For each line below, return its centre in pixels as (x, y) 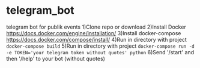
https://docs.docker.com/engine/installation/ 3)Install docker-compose (94, 33)
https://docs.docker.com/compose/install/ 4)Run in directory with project (97, 39)
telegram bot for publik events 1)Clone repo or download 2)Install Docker (96, 27)
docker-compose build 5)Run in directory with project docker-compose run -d (100, 46)
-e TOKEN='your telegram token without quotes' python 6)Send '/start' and (100, 52)
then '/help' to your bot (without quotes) (56, 58)
